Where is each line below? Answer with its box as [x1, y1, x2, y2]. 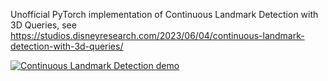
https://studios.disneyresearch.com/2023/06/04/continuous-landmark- [10, 30, 305, 41]
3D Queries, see [10, 19, 77, 31]
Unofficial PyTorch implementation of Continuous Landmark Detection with [10, 9, 319, 20]
